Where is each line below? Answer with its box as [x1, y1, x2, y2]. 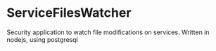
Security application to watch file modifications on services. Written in [6, 28, 210, 36]
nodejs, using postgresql [6, 35, 78, 43]
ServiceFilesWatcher [6, 5, 132, 21]
